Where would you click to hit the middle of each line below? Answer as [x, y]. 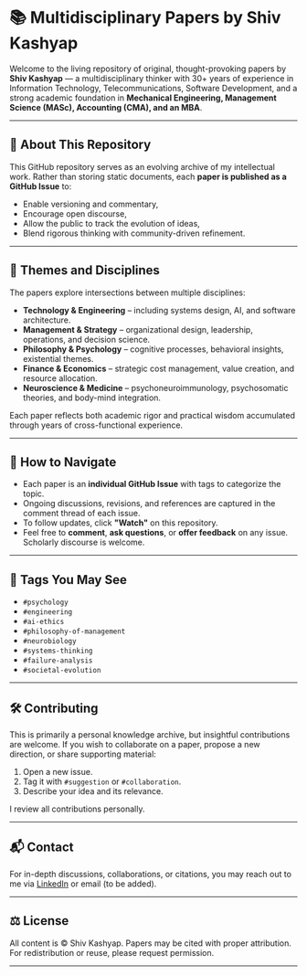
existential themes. [58, 358]
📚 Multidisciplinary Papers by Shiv [145, 18]
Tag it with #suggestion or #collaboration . [102, 781]
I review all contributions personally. [77, 809]
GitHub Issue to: [41, 186]
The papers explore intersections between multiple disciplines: [127, 292]
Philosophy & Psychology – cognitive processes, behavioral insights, [153, 349]
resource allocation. [60, 378]
